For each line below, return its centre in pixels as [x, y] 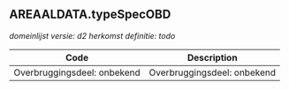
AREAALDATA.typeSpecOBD [90, 15]
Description [212, 57]
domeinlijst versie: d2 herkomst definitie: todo [92, 35]
